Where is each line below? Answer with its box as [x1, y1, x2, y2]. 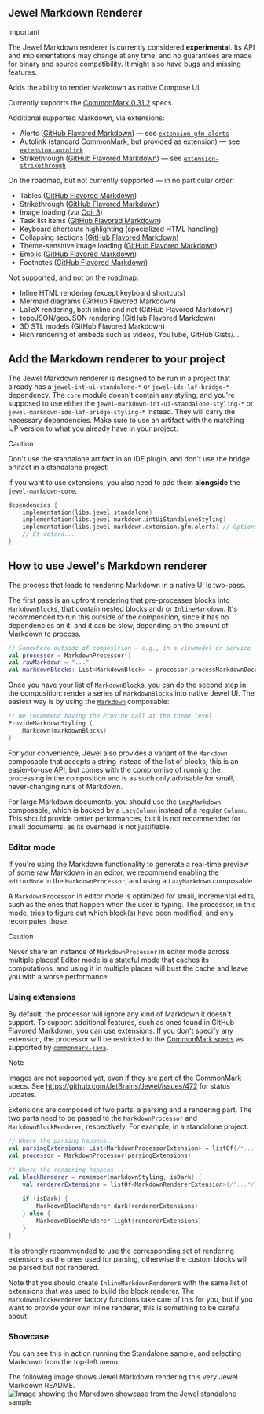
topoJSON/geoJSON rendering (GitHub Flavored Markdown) [19, 313, 216, 322]
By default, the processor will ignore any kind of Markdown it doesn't [8, 1009, 232, 1019]
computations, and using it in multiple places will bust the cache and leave [8, 963, 249, 973]
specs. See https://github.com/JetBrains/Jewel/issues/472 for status [8, 1082, 230, 1091]
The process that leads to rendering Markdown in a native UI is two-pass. [8, 580, 246, 589]
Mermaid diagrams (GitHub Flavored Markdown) [19, 296, 177, 306]
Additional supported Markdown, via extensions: [8, 113, 165, 123]
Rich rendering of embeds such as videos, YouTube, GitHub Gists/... [19, 329, 240, 339]
